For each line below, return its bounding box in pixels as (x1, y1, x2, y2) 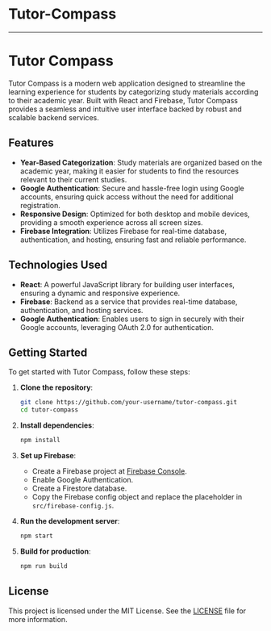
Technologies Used (8, 258, 107, 272)
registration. (19, 200, 60, 210)
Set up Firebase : (19, 450, 77, 460)
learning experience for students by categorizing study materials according (8, 86, 259, 97)
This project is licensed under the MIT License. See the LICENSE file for (8, 606, 247, 616)
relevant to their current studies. (19, 174, 127, 184)
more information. (8, 614, 68, 624)
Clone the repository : (19, 382, 94, 392)
